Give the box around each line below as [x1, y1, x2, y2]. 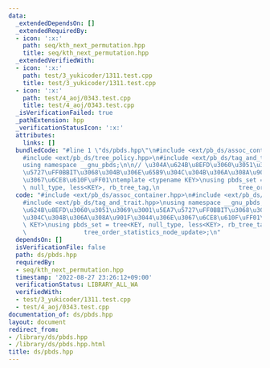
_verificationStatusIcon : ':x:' [15, 124, 125, 132]
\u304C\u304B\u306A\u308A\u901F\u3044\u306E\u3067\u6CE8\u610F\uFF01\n [22, 214, 268, 222]
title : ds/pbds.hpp [8, 348, 74, 356]
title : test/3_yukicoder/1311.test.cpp [22, 79, 157, 87]
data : [8, 11, 27, 20]
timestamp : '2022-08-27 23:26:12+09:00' [15, 273, 153, 281]
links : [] [22, 138, 56, 147]
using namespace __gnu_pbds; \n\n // [22, 162, 142, 170]
